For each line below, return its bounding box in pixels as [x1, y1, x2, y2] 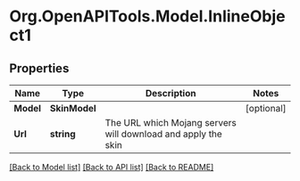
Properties [9, 61, 70, 76]
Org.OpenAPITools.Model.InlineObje [9, 6, 286, 27]
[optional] [245, 103, 287, 114]
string [49, 128, 76, 140]
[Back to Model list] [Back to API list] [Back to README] [9, 162, 214, 172]
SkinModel [49, 103, 96, 114]
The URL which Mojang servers [104, 117, 237, 128]
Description [146, 87, 196, 99]
